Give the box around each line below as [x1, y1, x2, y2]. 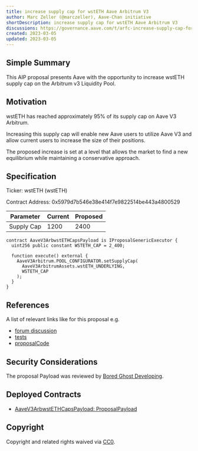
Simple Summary [6, 58, 71, 68]
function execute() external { [11, 253, 88, 259]
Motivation [6, 97, 47, 107]
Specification [6, 172, 57, 182]
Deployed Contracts [6, 390, 81, 400]
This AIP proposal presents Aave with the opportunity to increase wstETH [6, 73, 184, 80]
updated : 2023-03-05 [6, 36, 57, 42]
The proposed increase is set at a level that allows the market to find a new [6, 148, 189, 155]
